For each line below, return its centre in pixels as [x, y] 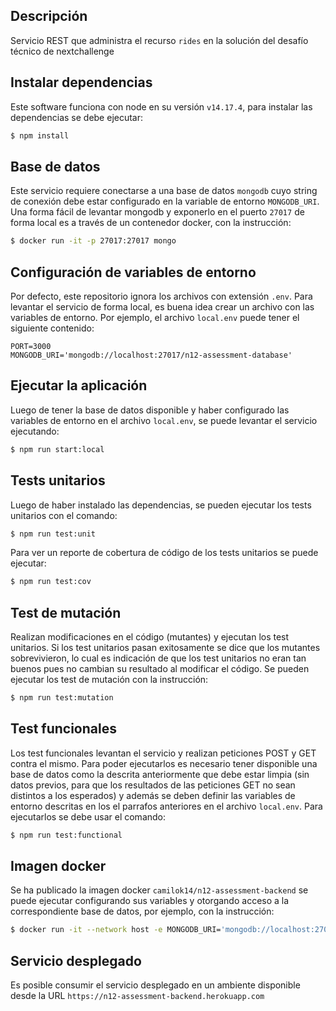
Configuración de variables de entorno [133, 272]
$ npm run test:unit [53, 534]
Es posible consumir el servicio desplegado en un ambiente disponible [155, 985]
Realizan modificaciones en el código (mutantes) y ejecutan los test [150, 637]
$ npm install [40, 135]
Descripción [49, 16]
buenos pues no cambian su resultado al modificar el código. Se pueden [160, 669]
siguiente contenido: [52, 328]
